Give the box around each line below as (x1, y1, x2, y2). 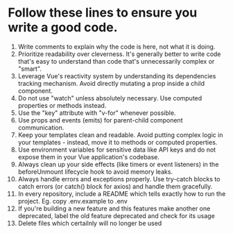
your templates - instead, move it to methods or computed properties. (17, 138, 218, 146)
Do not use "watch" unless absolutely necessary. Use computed (17, 93, 202, 102)
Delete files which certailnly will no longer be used (17, 219, 162, 227)
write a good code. (8, 19, 118, 35)
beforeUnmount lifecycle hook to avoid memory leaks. (17, 168, 173, 176)
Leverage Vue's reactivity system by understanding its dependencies (17, 71, 216, 80)
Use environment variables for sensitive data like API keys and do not (17, 145, 216, 154)
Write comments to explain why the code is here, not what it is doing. (17, 42, 216, 51)
